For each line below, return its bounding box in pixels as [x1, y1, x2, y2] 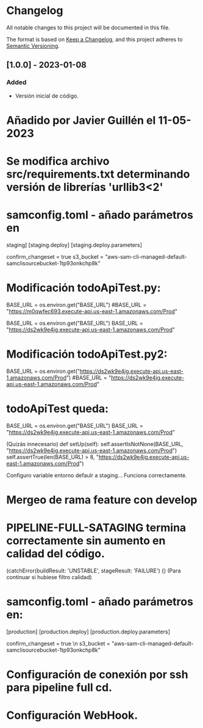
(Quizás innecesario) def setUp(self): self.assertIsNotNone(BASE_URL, [6, 440, 184, 447]
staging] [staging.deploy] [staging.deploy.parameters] [6, 241, 142, 248]
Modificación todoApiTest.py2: [6, 347, 168, 361]
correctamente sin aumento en [6, 534, 166, 548]
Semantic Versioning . [6, 42, 60, 49]
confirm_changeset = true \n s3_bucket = [6, 640, 111, 647]
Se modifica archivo [6, 154, 110, 168]
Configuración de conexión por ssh [6, 668, 188, 681]
